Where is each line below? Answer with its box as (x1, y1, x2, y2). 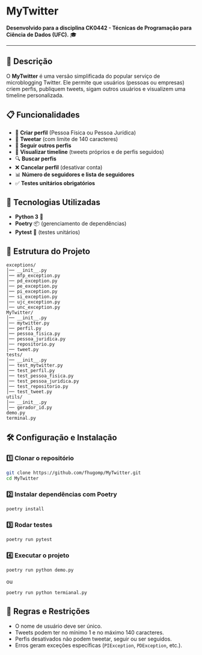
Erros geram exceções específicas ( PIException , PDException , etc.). (14, 641, 182, 649)
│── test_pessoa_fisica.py (6, 373, 74, 379)
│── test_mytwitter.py (6, 362, 63, 369)
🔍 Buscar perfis (14, 155, 57, 162)
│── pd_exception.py (6, 278, 58, 284)
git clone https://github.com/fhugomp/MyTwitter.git (6, 469, 141, 476)
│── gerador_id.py (6, 405, 52, 411)
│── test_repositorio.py (6, 384, 69, 390)
